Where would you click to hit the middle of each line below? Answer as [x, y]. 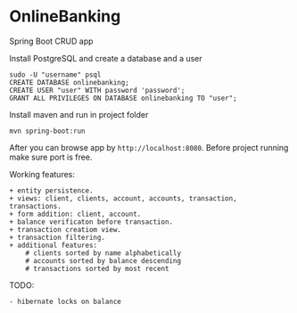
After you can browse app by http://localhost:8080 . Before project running [149, 147]
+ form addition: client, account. [75, 214]
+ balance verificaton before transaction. [91, 222]
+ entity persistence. [51, 190]
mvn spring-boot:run [48, 131]
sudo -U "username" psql [55, 74]
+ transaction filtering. [57, 237]
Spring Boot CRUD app [51, 41]
